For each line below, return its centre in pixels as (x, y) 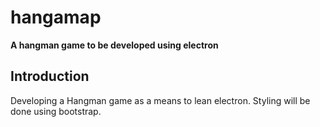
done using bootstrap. (56, 111)
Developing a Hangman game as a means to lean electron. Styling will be (160, 100)
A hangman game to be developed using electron (114, 45)
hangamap (56, 17)
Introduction (50, 76)
